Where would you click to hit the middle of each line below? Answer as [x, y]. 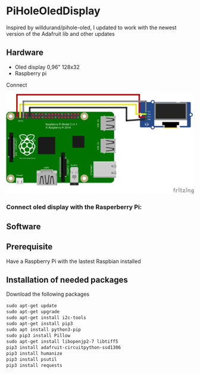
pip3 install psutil [32, 360]
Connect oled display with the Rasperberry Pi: [74, 207]
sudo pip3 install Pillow [38, 336]
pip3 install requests [34, 366]
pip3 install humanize [34, 354]
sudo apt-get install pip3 [40, 324]
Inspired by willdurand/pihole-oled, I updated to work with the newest [91, 27]
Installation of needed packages [67, 279]
